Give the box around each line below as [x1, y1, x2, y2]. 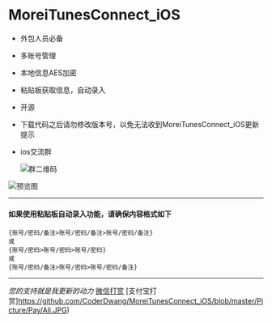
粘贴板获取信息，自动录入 [19, 85, 106, 95]
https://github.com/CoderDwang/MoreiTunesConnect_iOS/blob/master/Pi [18, 296, 264, 306]
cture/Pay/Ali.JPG [8, 305, 67, 315]
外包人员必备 [19, 33, 63, 43]
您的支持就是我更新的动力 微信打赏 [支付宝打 [8, 286, 157, 296]
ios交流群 [19, 147, 52, 156]
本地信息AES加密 [19, 67, 77, 78]
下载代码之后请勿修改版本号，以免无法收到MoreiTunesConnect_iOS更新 [19, 119, 260, 129]
